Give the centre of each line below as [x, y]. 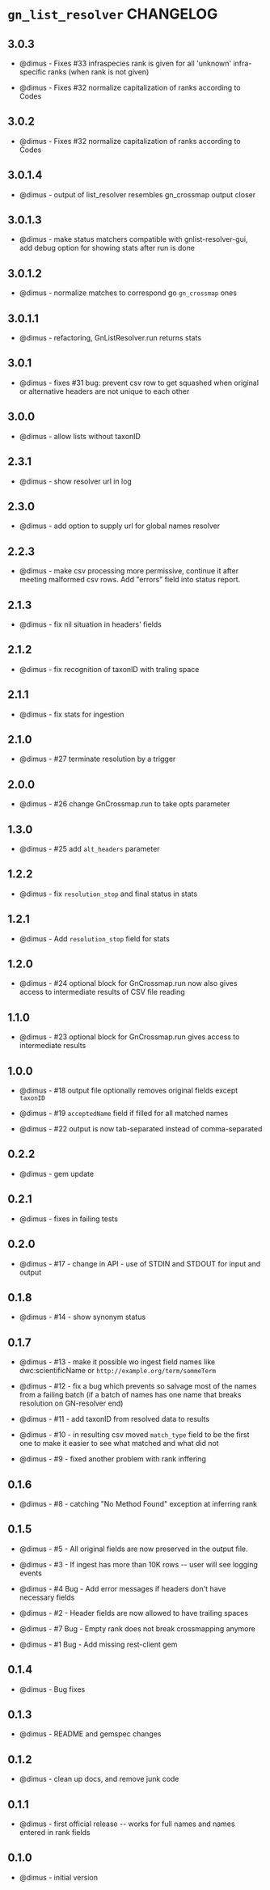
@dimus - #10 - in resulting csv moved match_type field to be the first [134, 1435]
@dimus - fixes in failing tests [69, 1219]
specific [32, 72]
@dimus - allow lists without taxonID [80, 436]
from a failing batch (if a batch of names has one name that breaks [130, 1395]
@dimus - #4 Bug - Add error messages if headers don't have [122, 1588]
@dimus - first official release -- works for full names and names [127, 1824]
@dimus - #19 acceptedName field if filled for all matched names [124, 1114]
